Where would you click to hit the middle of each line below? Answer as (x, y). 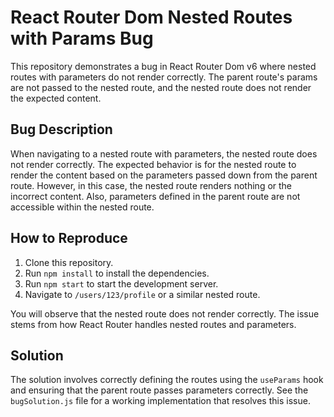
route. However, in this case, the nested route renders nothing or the (151, 185)
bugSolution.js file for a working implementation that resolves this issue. (160, 401)
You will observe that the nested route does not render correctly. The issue (165, 313)
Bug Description (61, 129)
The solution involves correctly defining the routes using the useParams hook (167, 380)
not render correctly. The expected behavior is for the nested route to (153, 164)
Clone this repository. (69, 262)
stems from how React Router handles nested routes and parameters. (153, 324)
